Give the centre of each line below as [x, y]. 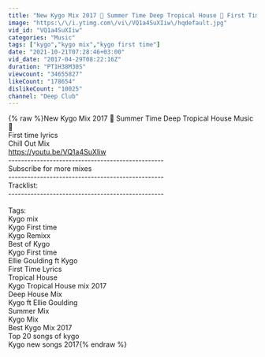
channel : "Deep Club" [44, 96]
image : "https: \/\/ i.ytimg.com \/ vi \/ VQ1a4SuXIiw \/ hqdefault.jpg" [118, 23]
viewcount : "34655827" [45, 74]
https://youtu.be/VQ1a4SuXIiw [57, 152]
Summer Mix [29, 311]
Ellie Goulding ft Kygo [43, 261]
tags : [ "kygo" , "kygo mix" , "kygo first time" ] [84, 45]
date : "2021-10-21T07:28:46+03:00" [67, 52]
